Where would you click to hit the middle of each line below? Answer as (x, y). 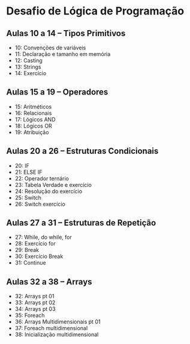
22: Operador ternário (42, 178)
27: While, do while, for (43, 237)
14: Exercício (31, 73)
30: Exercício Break (39, 256)
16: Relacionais (33, 113)
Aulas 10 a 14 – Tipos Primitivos (66, 33)
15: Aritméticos (33, 106)
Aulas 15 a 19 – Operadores (57, 92)
